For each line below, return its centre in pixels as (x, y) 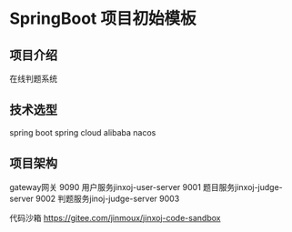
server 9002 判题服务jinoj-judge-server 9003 (95, 198)
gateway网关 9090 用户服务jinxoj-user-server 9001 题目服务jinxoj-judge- (146, 187)
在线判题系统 (33, 79)
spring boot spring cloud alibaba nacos (83, 132)
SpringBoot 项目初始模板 (103, 19)
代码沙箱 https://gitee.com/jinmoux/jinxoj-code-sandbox (115, 217)
